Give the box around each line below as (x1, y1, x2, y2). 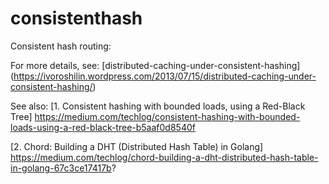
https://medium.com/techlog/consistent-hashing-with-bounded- (34, 110, 301, 122)
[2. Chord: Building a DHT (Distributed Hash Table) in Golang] (10, 140, 264, 152)
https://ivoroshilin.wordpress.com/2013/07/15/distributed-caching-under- (13, 70, 317, 82)
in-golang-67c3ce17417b (10, 162, 112, 174)
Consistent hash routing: (10, 40, 112, 52)
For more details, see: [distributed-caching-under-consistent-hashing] (10, 59, 301, 71)
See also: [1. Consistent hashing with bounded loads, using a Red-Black (10, 100, 306, 112)
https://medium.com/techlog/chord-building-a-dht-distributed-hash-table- (10, 151, 319, 163)
